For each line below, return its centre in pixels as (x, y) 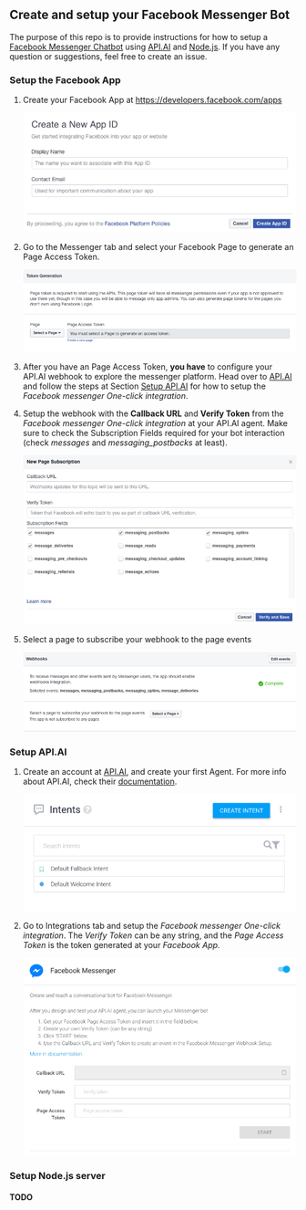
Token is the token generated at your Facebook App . (121, 944)
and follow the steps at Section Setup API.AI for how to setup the (144, 386)
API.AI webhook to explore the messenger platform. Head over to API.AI (158, 377)
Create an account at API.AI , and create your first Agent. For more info (154, 771)
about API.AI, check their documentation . (100, 781)
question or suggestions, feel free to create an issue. (108, 56)
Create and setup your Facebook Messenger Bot (150, 15)
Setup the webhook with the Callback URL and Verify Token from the (153, 413)
